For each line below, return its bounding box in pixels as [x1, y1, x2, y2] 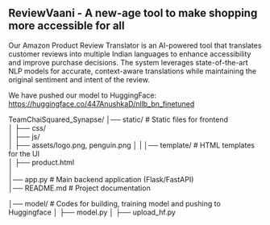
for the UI [8, 148, 40, 158]
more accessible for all [8, 19, 125, 33]
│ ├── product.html [8, 157, 75, 167]
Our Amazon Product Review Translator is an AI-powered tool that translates [8, 40, 262, 50]
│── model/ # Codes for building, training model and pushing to [8, 198, 222, 208]
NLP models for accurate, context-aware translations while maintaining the [8, 66, 256, 76]
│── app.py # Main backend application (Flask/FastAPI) [8, 174, 194, 184]
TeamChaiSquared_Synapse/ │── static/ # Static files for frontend [8, 115, 228, 124]
